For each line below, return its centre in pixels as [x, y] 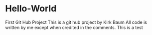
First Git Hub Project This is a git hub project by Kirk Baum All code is [76, 22]
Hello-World [31, 9]
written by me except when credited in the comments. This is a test [74, 27]
